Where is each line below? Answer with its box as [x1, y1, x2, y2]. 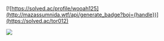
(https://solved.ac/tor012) [6, 18, 69, 24]
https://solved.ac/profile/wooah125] [11, 5, 99, 12]
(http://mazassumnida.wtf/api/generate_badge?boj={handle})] [6, 11, 159, 18]
